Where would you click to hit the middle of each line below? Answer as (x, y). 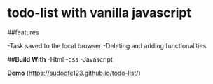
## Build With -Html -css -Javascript (60, 59)
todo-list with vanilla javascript (99, 13)
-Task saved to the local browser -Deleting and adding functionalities (107, 45)
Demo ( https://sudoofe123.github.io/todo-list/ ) (74, 73)
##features (23, 32)
